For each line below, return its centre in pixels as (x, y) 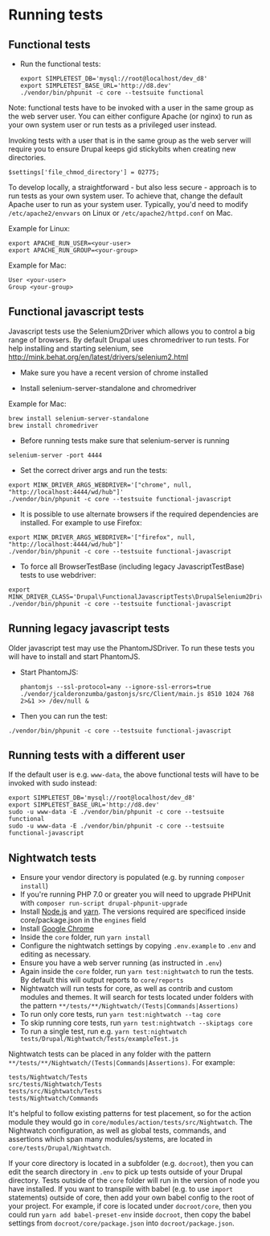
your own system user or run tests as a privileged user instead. (112, 125)
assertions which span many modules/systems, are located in (110, 1139)
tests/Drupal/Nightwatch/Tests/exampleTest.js (99, 1039)
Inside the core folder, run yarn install (85, 937)
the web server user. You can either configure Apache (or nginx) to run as (131, 116)
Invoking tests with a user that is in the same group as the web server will (130, 140)
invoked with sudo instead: (53, 783)
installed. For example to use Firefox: (81, 522)
